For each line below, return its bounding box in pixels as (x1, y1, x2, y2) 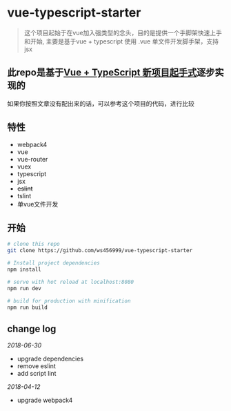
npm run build (7, 304, 48, 311)
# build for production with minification (7, 297, 131, 305)
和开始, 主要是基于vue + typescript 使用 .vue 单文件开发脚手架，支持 (23, 37, 219, 46)
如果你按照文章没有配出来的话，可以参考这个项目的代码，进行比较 (7, 99, 194, 108)
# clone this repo (7, 240, 60, 248)
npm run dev (7, 285, 41, 291)
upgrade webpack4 (17, 396, 73, 405)
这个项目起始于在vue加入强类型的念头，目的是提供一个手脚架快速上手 (23, 28, 223, 37)
